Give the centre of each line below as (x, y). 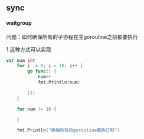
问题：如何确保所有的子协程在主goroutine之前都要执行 (72, 37)
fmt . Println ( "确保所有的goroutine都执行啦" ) (68, 130)
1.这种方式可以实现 (29, 49)
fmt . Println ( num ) (59, 82)
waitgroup (19, 23)
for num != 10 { (37, 109)
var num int (21, 60)
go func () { (42, 71)
